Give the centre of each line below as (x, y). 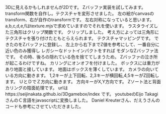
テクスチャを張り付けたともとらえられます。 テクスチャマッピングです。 (79, 38)
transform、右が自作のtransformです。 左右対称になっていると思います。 (80, 20)
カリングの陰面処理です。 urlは (37, 88)
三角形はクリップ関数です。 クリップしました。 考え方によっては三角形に (84, 32)
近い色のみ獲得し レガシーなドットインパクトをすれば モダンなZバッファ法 (82, 51)
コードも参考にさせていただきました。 (44, 106)
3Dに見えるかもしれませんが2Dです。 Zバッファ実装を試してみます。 (76, 7)
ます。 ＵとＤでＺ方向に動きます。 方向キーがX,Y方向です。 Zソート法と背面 (83, 82)
